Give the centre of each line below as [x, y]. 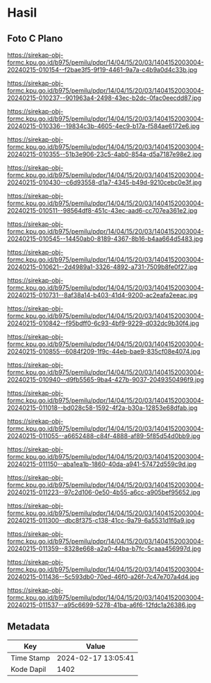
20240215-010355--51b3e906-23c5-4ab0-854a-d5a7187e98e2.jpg [104, 154]
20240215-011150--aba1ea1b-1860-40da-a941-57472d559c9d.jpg [102, 464]
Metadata [28, 626]
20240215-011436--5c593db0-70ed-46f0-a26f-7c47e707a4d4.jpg [103, 577]
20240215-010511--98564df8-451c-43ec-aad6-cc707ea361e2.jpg [102, 210]
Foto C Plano [35, 38]
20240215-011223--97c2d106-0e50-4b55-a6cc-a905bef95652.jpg [104, 492]
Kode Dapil [28, 669]
